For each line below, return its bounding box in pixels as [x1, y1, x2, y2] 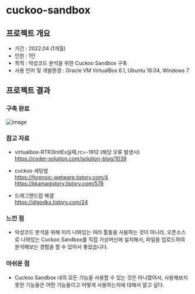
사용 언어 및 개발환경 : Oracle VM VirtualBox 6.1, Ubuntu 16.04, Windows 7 [14, 67, 190, 74]
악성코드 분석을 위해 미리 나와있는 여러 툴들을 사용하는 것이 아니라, [14, 229, 166, 236]
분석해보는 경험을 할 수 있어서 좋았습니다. [14, 244, 109, 251]
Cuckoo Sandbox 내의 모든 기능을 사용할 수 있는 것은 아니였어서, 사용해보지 [14, 274, 188, 281]
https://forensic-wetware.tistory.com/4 [14, 173, 109, 180]
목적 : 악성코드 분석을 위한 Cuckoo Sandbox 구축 [14, 60, 127, 66]
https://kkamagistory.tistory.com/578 [14, 180, 104, 187]
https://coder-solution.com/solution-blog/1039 [14, 155, 127, 162]
